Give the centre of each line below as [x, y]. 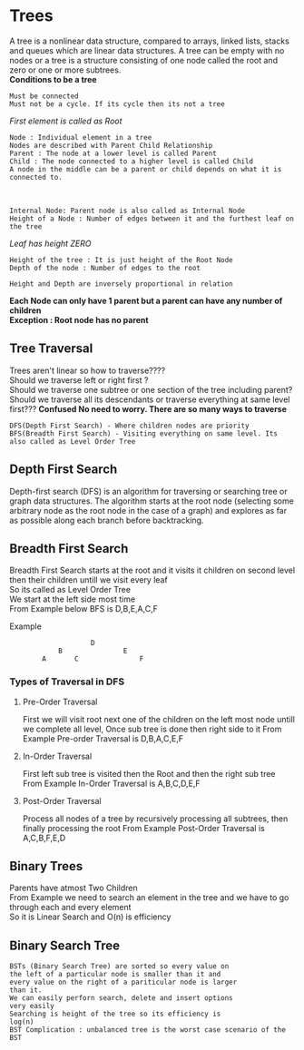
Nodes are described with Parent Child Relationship [111, 145]
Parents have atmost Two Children [74, 888]
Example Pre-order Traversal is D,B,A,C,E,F [103, 738]
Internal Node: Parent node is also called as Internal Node [127, 211]
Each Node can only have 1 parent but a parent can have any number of [146, 300]
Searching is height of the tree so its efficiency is [115, 1014]
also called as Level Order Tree [73, 441]
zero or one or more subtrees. [65, 70]
